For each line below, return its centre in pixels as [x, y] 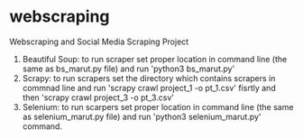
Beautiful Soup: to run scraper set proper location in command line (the [155, 59]
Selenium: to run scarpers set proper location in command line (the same [158, 107]
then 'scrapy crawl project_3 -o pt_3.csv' [98, 97]
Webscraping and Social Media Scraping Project [99, 42]
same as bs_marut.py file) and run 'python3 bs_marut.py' [129, 69]
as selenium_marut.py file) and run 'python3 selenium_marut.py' [142, 116]
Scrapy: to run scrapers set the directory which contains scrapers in [149, 78]
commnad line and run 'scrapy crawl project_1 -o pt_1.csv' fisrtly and [149, 88]
